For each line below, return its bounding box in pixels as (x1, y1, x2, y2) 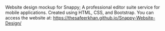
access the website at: (5, 15, 52, 20)
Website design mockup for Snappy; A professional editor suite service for (5, 4, 160, 10)
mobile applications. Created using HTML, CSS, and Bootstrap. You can (5, 9, 154, 15)
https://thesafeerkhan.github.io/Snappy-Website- (52, 15, 155, 20)
